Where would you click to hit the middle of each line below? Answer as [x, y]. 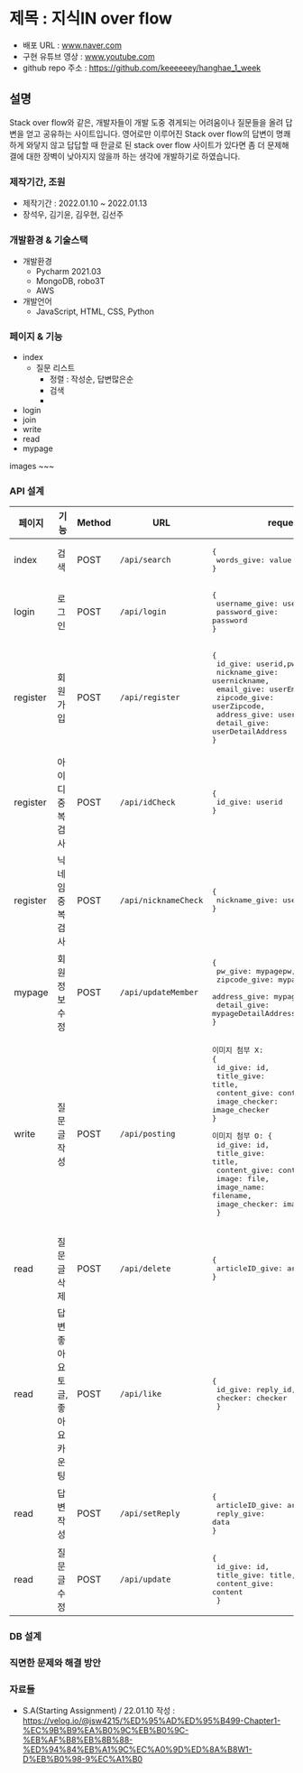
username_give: [247, 603]
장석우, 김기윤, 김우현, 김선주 [73, 215]
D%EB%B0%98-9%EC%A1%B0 [82, 1759]
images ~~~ [32, 466]
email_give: [241, 689]
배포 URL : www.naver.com [72, 45]
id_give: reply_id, [256, 1389]
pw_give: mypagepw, [256, 971]
